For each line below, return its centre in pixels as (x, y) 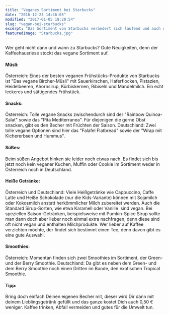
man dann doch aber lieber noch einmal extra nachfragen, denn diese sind (82, 219)
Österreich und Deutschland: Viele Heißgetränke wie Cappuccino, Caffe (80, 192)
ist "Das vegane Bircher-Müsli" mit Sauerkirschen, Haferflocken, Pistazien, (82, 81)
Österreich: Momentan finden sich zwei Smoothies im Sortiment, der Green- (84, 258)
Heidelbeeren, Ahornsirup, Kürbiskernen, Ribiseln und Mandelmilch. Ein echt (84, 87)
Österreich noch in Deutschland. (39, 169)
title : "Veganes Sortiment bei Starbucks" (50, 10)
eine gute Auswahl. (25, 235)
